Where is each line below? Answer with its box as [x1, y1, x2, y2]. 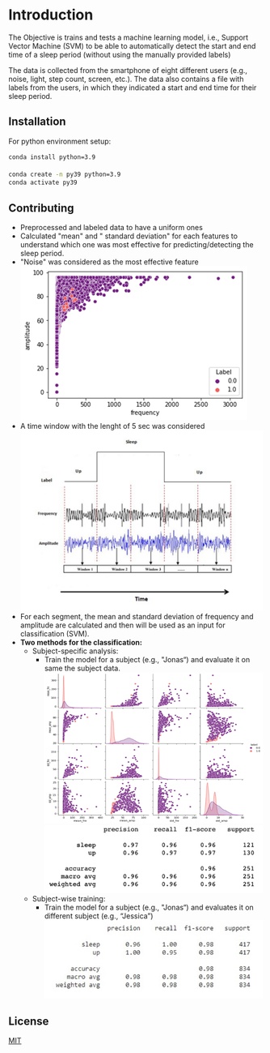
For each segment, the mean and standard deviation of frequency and [19, 612, 254, 622]
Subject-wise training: [32, 894, 106, 904]
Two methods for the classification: [19, 638, 143, 648]
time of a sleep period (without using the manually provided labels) [8, 49, 231, 59]
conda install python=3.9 [8, 152, 95, 161]
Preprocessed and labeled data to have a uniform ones [19, 223, 204, 233]
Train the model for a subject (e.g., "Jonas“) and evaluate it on [44, 655, 251, 665]
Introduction [8, 6, 94, 24]
